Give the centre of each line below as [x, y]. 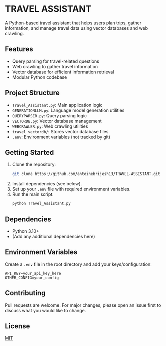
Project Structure [32, 93]
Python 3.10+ [26, 231]
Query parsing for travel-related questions [56, 61]
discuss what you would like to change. [46, 310]
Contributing [25, 293]
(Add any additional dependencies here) [54, 236]
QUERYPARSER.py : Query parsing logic [50, 115]
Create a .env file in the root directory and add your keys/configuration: [79, 264]
